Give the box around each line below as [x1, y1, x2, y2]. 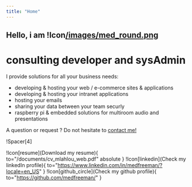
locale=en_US [6, 168, 40, 175]
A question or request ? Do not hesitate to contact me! [6, 126, 137, 133]
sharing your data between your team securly [14, 103, 125, 110]
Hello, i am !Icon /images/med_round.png [6, 30, 159, 40]
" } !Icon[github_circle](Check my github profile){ [39, 168, 157, 175]
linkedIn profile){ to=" [6, 161, 58, 168]
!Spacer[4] [6, 138, 32, 145]
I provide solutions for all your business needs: [6, 72, 119, 79]
